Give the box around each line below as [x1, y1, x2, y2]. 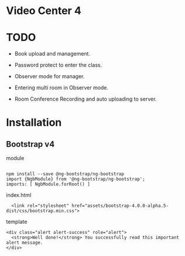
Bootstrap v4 [6, 139, 55, 149]
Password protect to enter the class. [14, 61, 102, 68]
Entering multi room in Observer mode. [14, 84, 109, 91]
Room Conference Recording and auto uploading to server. [14, 95, 157, 103]
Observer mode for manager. [14, 73, 85, 80]
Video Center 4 [6, 4, 82, 18]
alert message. [6, 240, 43, 246]
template [6, 218, 28, 226]
